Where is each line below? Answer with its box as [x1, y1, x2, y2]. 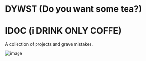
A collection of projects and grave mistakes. [5, 41, 93, 47]
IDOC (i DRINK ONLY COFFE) [5, 25, 122, 37]
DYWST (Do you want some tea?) [5, 3, 142, 14]
